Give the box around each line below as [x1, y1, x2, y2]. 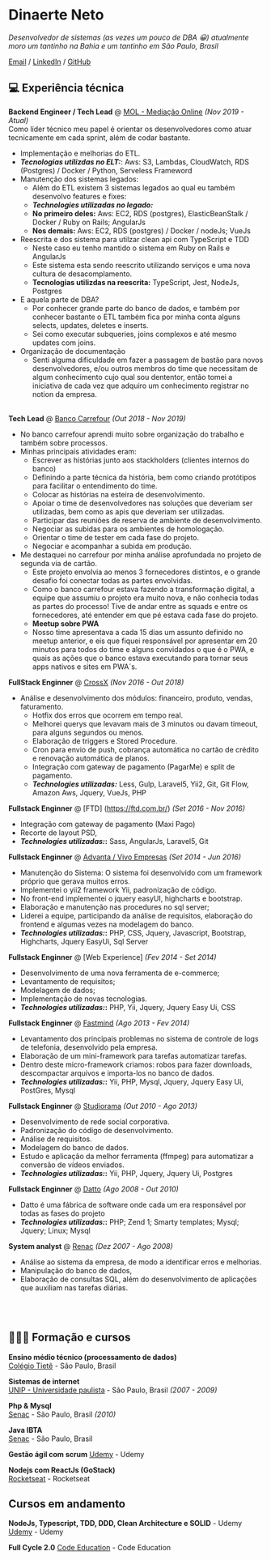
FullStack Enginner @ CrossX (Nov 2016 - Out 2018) [8, 677, 184, 687]
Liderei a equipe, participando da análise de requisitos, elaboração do [19, 910, 253, 920]
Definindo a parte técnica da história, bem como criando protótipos [32, 472, 256, 482]
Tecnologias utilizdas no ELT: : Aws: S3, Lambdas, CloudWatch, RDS [19, 156, 249, 167]
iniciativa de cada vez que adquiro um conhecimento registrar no [32, 381, 249, 390]
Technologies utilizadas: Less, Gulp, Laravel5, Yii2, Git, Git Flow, [32, 779, 249, 789]
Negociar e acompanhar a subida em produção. [32, 541, 192, 551]
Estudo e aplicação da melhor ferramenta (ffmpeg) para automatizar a [19, 1151, 254, 1161]
